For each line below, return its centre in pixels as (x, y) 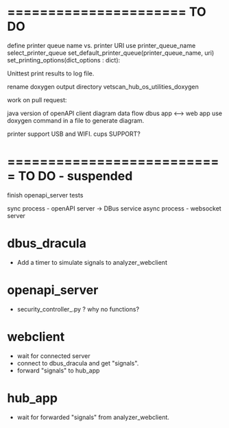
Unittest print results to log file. (51, 73)
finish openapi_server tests (45, 195)
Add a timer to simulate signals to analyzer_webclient (92, 262)
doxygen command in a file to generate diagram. (76, 120)
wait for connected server (53, 356)
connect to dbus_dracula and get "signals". (78, 363)
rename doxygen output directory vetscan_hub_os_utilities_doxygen (103, 86)
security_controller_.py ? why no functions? (78, 309)
